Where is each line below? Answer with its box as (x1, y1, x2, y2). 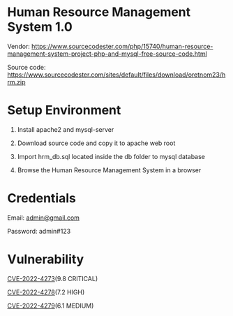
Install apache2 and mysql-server (17, 125, 114, 133)
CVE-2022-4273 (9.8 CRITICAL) (7, 274, 98, 283)
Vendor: (7, 42, 30, 50)
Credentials (7, 190, 77, 206)
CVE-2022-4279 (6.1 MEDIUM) (7, 301, 94, 310)
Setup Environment (7, 103, 121, 119)
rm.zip (7, 77, 26, 86)
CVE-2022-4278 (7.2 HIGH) (7, 287, 85, 296)
